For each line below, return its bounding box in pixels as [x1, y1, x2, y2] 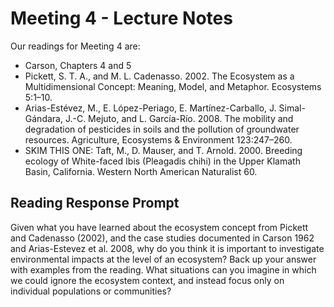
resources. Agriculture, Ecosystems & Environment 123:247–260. [24, 133, 293, 146]
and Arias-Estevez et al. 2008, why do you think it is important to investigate [10, 242, 325, 254]
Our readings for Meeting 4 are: [10, 40, 141, 52]
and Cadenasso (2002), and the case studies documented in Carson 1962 [10, 232, 315, 244]
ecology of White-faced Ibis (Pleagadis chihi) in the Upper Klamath [24, 155, 301, 167]
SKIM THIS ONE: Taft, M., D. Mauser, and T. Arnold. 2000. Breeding [24, 144, 303, 156]
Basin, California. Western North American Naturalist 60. [24, 165, 258, 177]
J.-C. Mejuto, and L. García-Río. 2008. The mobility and [64, 112, 294, 124]
